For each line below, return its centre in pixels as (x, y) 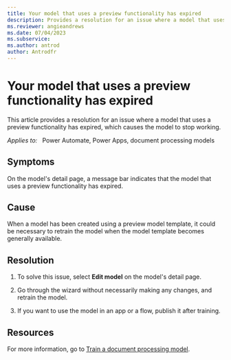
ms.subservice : (29, 39)
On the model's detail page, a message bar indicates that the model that (109, 178)
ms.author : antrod (33, 45)
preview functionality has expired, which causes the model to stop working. (114, 127)
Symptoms (31, 162)
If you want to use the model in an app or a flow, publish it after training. (119, 311)
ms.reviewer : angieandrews (46, 26)
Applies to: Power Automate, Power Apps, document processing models (111, 140)
